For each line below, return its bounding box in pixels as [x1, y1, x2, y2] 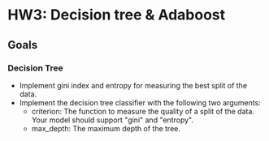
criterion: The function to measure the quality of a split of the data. [31, 106, 255, 116]
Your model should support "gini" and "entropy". [31, 115, 194, 125]
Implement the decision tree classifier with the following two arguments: [19, 97, 261, 107]
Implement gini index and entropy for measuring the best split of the [19, 80, 248, 90]
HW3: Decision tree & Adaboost [7, 6, 225, 24]
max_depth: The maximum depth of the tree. [31, 123, 180, 133]
